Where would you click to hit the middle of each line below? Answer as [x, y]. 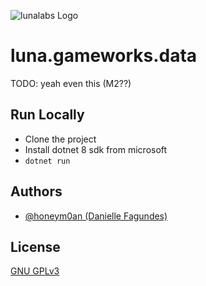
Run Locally [47, 115]
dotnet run [47, 161]
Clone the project [60, 139]
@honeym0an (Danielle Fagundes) [96, 216]
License [35, 246]
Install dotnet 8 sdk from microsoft [96, 149]
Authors [36, 191]
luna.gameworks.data [104, 56]
